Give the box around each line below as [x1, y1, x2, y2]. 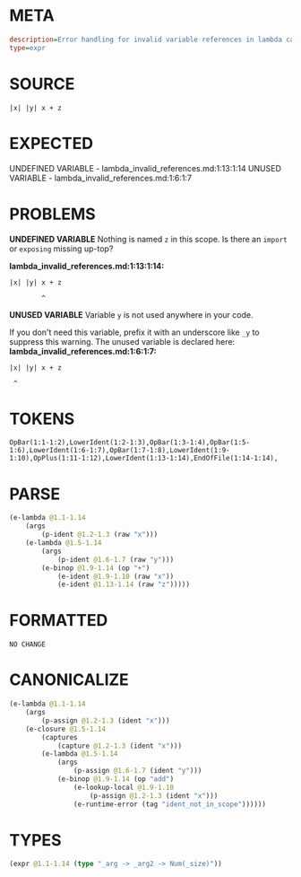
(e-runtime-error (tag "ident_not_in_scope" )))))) [73, 800, 267, 809]
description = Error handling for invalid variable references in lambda [9, 35, 282, 44]
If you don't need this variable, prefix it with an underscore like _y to [9, 327, 260, 338]
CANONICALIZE [9, 670, 130, 690]
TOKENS [9, 408, 75, 429]
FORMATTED [9, 610, 108, 631]
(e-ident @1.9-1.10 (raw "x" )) [56, 572, 175, 581]
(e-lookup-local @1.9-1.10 [73, 783, 175, 792]
